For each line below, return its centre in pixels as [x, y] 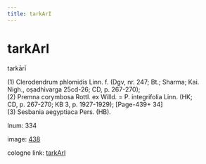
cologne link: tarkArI [37, 153]
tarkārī [17, 68]
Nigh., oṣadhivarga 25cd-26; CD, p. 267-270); [74, 89]
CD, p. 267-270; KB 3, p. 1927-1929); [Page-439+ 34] [85, 104]
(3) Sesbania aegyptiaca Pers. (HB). [59, 112]
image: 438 [24, 139]
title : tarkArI [30, 14]
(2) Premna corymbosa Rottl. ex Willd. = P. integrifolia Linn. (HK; [100, 96]
